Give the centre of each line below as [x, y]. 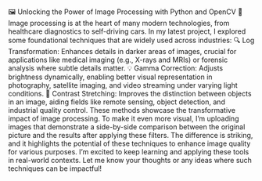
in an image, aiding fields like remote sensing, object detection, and [117, 102]
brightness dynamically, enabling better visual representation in [110, 77]
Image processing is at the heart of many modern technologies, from [119, 23]
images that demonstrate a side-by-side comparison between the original [127, 127]
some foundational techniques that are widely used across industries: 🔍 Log [131, 40]
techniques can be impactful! [55, 168]
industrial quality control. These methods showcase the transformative [122, 110]
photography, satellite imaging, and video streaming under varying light [123, 85]
